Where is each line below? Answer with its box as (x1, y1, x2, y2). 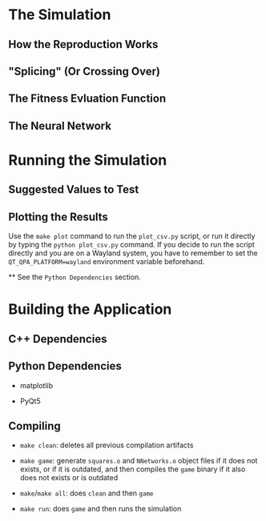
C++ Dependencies (8, 332, 107, 346)
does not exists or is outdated (19, 473, 119, 483)
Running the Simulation (8, 150, 167, 169)
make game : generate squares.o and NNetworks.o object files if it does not (19, 456, 258, 466)
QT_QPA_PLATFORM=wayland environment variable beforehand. (8, 257, 205, 267)
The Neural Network (8, 118, 112, 133)
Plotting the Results (8, 210, 108, 223)
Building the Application (8, 300, 172, 319)
